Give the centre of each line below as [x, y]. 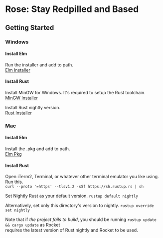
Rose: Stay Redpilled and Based [72, 9]
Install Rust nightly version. [33, 107]
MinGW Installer [22, 98]
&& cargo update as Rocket [33, 225]
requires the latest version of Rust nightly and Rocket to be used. [72, 230]
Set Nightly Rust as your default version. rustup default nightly [72, 196]
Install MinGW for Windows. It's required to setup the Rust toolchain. [76, 92]
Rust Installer [19, 113]
